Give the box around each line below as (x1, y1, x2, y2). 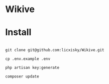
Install (5, 27, 32, 38)
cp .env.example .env (5, 56, 51, 61)
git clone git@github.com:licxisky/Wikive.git (5, 48, 104, 53)
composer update (5, 74, 39, 79)
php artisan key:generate (5, 65, 59, 70)
